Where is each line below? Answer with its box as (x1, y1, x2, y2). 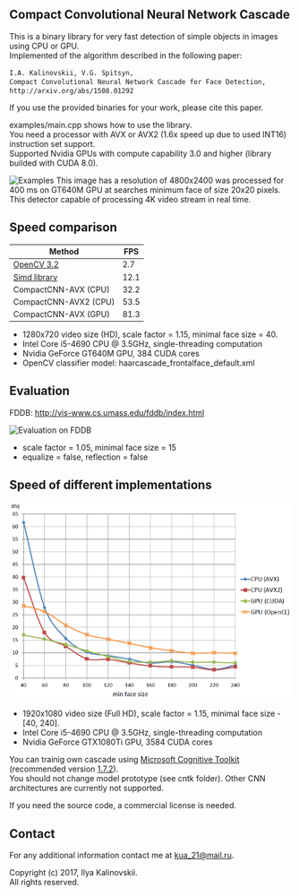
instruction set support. (9, 138, 96, 149)
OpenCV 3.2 (13, 259, 60, 270)
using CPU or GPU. (9, 40, 80, 51)
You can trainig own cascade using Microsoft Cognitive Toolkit (9, 754, 240, 765)
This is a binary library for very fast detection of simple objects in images (9, 30, 278, 41)
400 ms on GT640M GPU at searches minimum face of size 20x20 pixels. (9, 184, 281, 195)
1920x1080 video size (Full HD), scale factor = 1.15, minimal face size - (21, 708, 281, 719)
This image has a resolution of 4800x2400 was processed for (56, 175, 285, 185)
